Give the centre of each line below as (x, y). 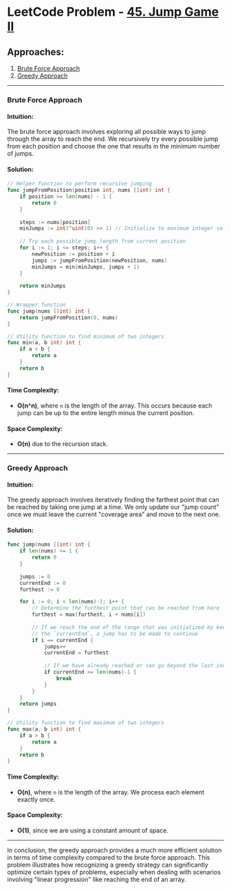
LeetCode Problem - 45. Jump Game (113, 12)
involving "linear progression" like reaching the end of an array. (97, 879)
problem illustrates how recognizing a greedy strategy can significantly (108, 865)
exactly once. (36, 799)
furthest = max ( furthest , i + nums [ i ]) (89, 615)
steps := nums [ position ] (55, 222)
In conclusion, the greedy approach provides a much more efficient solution (114, 850)
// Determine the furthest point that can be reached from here (126, 608)
